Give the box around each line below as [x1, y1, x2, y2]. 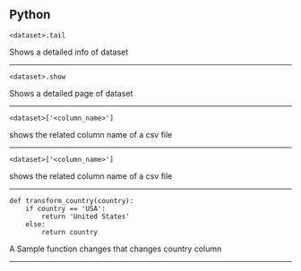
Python [9, 7, 51, 22]
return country [41, 227, 99, 236]
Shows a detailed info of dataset [9, 47, 129, 57]
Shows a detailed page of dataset [9, 88, 133, 98]
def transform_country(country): [9, 196, 134, 205]
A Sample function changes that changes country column [9, 243, 222, 254]
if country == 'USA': [25, 204, 106, 213]
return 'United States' [41, 212, 130, 221]
